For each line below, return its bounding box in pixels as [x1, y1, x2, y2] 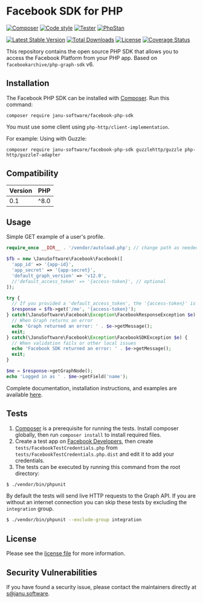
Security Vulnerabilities [6, 567, 98, 578]
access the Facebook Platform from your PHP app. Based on [6, 54, 158, 61]
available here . [6, 391, 43, 398]
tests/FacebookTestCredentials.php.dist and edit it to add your [14, 450, 175, 458]
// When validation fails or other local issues [11, 340, 137, 346]
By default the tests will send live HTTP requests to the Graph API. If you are [6, 492, 196, 499]
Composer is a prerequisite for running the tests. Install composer [14, 424, 179, 431]
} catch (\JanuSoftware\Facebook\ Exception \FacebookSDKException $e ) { [6, 335, 188, 341]
